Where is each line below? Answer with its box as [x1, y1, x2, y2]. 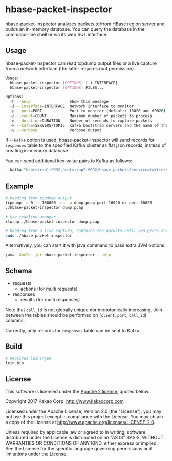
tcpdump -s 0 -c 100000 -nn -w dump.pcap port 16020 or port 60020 [5, 200, 153, 205]
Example [5, 182, 34, 190]
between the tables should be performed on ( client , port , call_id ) [5, 312, 147, 318]
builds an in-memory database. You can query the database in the [5, 26, 145, 32]
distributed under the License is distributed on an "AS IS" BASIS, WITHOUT [5, 435, 164, 441]
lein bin [5, 360, 24, 366]
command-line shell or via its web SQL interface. [5, 31, 108, 37]
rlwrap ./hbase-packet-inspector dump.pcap [5, 219, 100, 224]
